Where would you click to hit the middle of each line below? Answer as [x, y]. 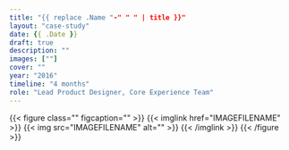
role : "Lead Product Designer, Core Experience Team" [112, 92]
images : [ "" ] [34, 59]
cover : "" [28, 68]
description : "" [39, 51]
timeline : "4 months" [50, 84]
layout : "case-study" [50, 26]
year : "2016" [34, 76]
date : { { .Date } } [43, 34]
